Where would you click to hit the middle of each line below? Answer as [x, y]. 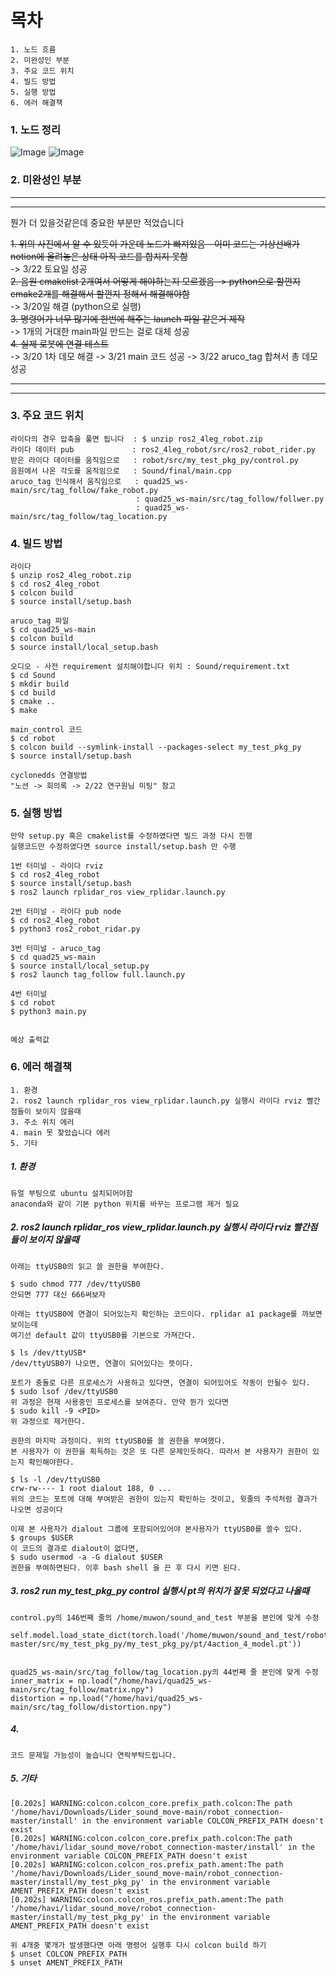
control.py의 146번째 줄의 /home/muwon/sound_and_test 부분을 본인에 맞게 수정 [165, 1617]
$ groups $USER [42, 1537]
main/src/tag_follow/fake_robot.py [84, 490]
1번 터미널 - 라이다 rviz [57, 866]
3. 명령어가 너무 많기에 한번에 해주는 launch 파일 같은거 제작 [128, 318]
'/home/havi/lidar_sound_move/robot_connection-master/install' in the [162, 1847]
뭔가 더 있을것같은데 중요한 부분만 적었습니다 [97, 222]
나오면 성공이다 [36, 1509]
